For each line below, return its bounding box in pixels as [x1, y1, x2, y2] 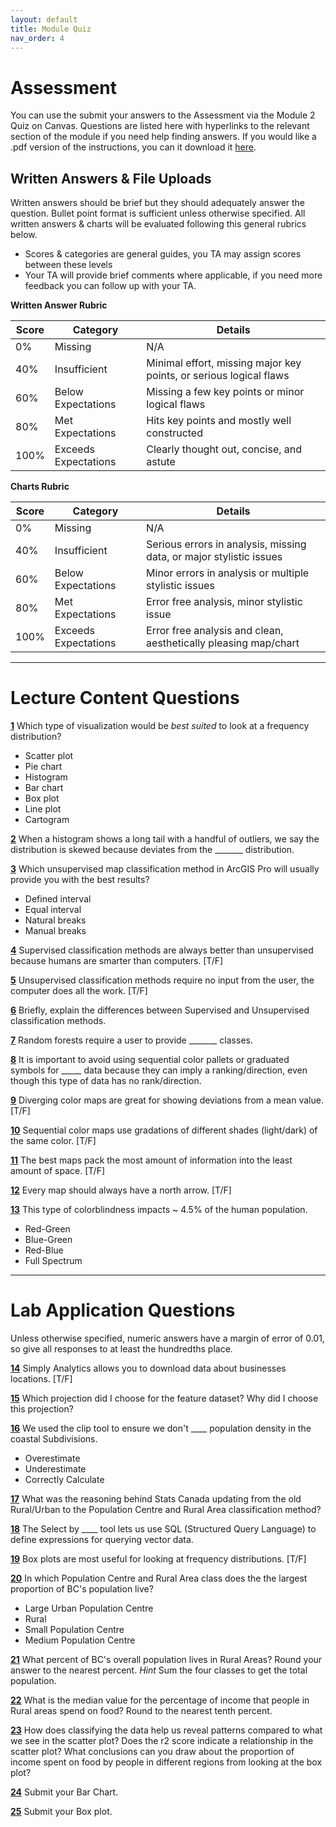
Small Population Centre [24, 1624, 125, 1635]
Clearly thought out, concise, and [146, 442, 303, 456]
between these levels [24, 259, 113, 271]
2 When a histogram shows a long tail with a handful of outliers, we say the [10, 833, 320, 845]
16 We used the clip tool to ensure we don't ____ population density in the [10, 1422, 312, 1434]
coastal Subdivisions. [10, 1433, 98, 1445]
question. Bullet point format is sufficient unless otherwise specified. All [10, 207, 306, 220]
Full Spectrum [24, 1255, 83, 1267]
